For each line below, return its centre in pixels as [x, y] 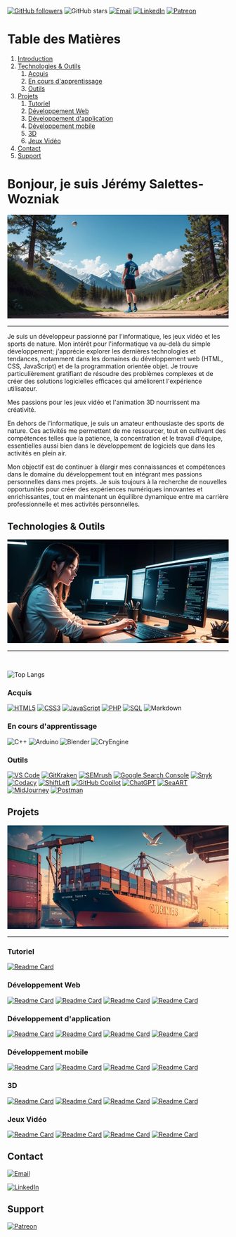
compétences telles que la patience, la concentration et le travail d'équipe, [115, 439]
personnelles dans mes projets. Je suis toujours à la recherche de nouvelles [117, 482]
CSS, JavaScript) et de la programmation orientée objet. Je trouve [103, 366]
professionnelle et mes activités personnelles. [74, 504]
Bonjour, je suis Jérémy [77, 184]
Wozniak [33, 199]
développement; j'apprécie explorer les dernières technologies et [102, 351]
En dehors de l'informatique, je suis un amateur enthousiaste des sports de [116, 423]
